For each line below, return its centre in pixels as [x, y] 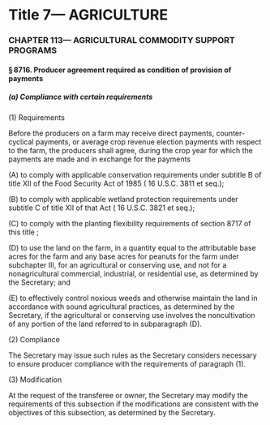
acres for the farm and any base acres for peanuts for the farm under [124, 256]
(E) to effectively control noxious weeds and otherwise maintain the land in [133, 298]
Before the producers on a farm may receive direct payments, [111, 133]
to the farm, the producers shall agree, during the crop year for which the [131, 150]
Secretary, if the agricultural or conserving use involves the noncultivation [132, 315]
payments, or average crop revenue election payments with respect [148, 142]
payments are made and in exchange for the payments [100, 159]
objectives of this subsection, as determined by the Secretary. [112, 412]
